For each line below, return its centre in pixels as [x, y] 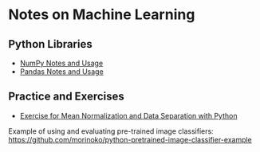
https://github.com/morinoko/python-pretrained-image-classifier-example [130, 139]
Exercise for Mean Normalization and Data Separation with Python [128, 115]
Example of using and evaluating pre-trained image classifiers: [111, 131]
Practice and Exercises [67, 97]
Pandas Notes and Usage [61, 72]
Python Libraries [51, 44]
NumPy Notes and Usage [61, 63]
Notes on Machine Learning [102, 15]
